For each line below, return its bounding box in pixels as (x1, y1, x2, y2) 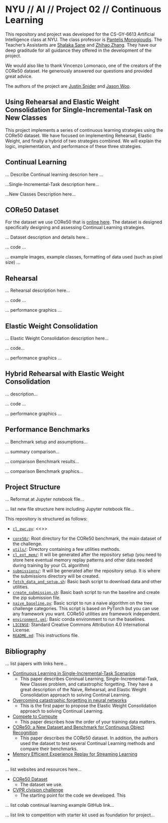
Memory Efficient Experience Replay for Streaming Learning (12, 751, 138, 757)
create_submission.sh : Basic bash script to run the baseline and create (12, 589, 160, 595)
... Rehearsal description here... (5, 287, 71, 293)
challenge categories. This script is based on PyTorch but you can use (12, 606, 159, 612)
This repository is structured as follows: (5, 516, 88, 522)
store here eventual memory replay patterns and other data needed (12, 557, 153, 563)
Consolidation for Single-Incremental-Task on (5, 105, 152, 115)
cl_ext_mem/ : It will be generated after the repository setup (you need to (12, 551, 162, 558)
